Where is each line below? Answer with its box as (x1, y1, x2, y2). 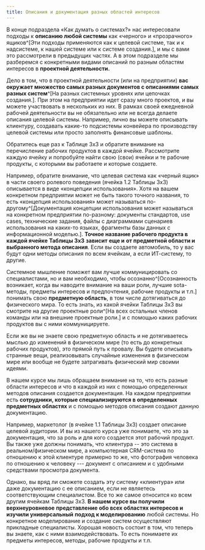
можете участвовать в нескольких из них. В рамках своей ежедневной (6, 102, 194, 110)
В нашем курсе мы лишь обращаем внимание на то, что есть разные (6, 376, 188, 384)
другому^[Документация (6, 204, 72, 212)
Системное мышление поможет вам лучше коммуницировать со (6, 268, 177, 275)
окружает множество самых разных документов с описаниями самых (6, 83, 199, 91)
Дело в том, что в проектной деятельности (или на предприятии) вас (6, 76, 188, 84)
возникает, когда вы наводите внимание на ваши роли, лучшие (6, 281, 173, 288)
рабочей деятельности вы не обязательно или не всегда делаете (6, 109, 177, 116)
